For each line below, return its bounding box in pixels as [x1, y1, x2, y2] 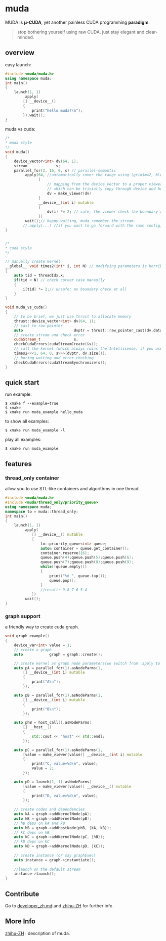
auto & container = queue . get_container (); [40, 546, 129, 551]
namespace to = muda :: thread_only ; [5, 509, 79, 514]
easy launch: [5, 61, 31, 67]
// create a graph [14, 647, 52, 652]
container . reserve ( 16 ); [40, 550, 90, 556]
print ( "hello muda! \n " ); [31, 108, 83, 113]
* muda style [5, 141, 32, 145]
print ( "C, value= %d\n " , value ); [31, 761, 98, 766]
